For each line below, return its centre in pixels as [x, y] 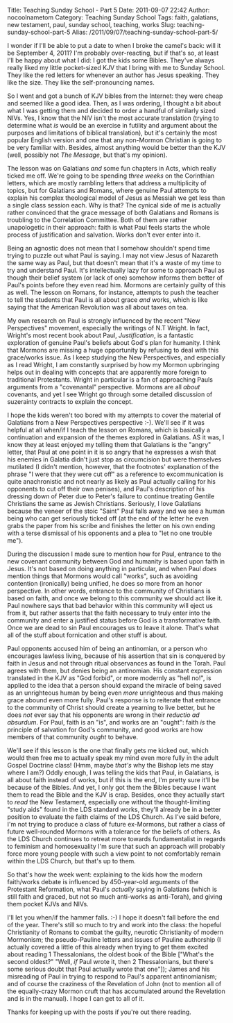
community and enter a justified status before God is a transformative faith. [114, 620]
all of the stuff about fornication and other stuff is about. [87, 635]
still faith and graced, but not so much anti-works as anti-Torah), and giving [115, 897]
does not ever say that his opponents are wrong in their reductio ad [103, 715]
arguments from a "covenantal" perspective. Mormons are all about [104, 387]
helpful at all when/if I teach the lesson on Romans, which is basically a [109, 430]
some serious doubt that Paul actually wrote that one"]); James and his [109, 969]
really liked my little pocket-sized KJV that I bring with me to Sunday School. [116, 68]
